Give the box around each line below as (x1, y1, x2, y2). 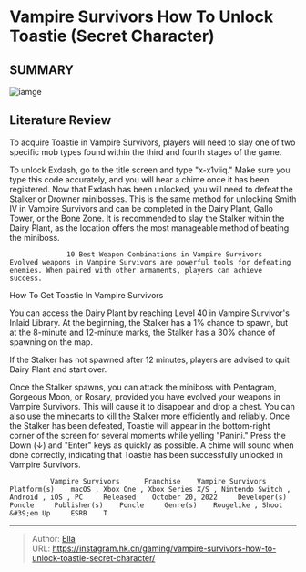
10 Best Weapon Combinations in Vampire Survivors (66, 249, 262, 259)
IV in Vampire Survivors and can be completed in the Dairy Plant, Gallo (9, 203, 273, 213)
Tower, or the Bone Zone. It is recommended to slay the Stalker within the (9, 213, 285, 224)
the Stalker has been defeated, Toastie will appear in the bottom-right (9, 420, 270, 431)
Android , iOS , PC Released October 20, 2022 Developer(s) (9, 493, 287, 502)
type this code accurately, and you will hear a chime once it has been (9, 173, 270, 184)
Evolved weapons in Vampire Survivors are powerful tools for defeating (9, 257, 291, 266)
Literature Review (9, 112, 112, 129)
